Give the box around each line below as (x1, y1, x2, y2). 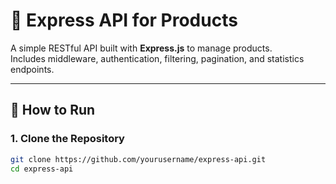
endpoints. (10, 63, 55, 75)
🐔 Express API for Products (10, 9, 238, 32)
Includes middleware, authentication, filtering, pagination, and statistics (10, 52, 305, 64)
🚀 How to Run (10, 102, 96, 119)
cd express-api (10, 164, 74, 174)
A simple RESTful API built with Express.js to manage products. (10, 42, 273, 54)
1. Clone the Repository (10, 132, 125, 146)
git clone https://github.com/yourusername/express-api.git (10, 154, 267, 164)
